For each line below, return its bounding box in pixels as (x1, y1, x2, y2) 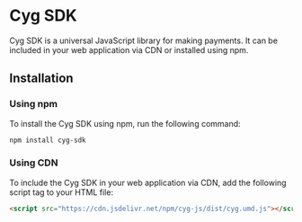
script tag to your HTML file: (9, 186, 114, 198)
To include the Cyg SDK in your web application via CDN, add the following (9, 177, 287, 188)
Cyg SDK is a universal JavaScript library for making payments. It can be (9, 35, 279, 46)
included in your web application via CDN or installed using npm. (9, 44, 249, 55)
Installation (9, 71, 74, 86)
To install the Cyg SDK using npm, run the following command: (9, 118, 241, 129)
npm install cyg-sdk (9, 136, 87, 145)
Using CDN (9, 156, 58, 169)
